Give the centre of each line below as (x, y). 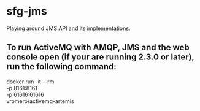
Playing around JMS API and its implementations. (68, 28)
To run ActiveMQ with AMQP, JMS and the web (98, 48)
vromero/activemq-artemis (40, 101)
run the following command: (61, 67)
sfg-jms (27, 11)
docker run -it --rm (30, 82)
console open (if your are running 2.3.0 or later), (100, 57)
